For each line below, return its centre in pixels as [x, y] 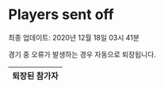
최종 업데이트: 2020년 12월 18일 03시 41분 [74, 37]
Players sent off [61, 15]
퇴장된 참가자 [35, 75]
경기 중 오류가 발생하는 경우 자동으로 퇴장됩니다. [82, 54]
